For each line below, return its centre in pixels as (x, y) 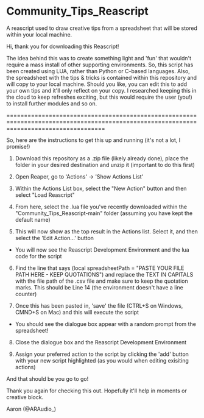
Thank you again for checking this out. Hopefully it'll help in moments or (97, 391)
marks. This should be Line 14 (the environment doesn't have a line (99, 287)
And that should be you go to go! (47, 378)
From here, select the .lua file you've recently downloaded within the (101, 207)
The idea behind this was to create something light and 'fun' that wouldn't (99, 58)
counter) (26, 294)
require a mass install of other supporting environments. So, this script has (100, 65)
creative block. (25, 397)
